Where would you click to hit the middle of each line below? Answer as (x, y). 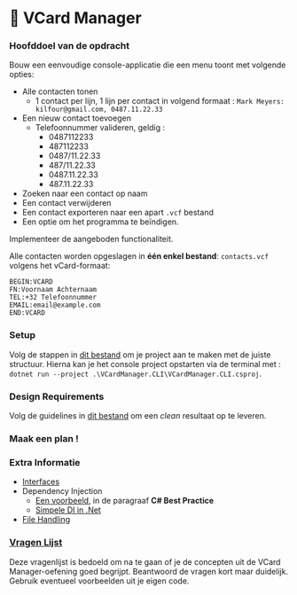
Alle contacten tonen (60, 91)
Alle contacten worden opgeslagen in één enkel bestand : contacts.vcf (139, 256)
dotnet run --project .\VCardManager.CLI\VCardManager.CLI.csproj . (136, 373)
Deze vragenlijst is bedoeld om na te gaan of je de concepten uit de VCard (145, 561)
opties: (22, 74)
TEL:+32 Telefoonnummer (53, 297)
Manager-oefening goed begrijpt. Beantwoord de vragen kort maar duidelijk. (149, 571)
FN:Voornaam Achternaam (53, 290)
